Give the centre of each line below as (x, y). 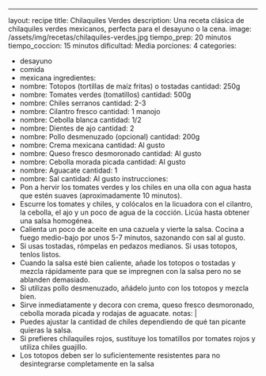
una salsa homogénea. (57, 221)
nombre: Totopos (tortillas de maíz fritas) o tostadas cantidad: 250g (130, 86)
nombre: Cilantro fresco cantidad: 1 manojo (90, 111)
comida (32, 69)
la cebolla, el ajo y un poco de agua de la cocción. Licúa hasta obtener (135, 212)
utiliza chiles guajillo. (53, 347)
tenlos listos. (40, 254)
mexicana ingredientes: (58, 78)
